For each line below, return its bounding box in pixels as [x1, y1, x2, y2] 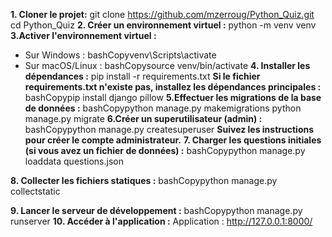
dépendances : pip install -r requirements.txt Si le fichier [24, 70, 261, 82]
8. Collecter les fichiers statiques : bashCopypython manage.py [10, 175, 278, 186]
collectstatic [10, 185, 61, 197]
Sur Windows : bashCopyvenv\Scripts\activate [24, 49, 217, 61]
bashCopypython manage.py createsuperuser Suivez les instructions [24, 124, 315, 135]
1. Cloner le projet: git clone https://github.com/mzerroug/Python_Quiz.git [10, 9, 315, 20]
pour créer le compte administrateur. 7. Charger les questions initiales [24, 134, 322, 146]
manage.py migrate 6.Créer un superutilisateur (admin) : [24, 113, 263, 124]
